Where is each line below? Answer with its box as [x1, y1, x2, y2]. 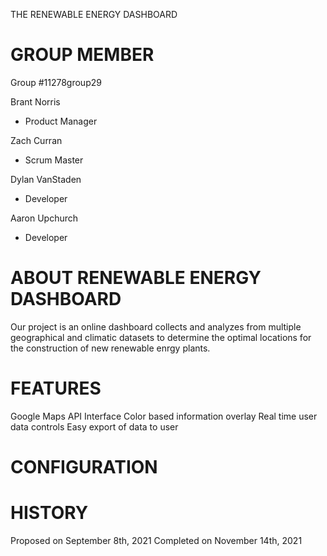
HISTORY [10, 502, 89, 524]
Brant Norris [10, 95, 61, 108]
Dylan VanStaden [10, 173, 82, 185]
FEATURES [10, 377, 102, 400]
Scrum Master [24, 154, 84, 166]
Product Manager [24, 115, 98, 127]
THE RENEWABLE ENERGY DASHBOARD [10, 9, 178, 20]
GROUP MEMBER [10, 44, 155, 66]
